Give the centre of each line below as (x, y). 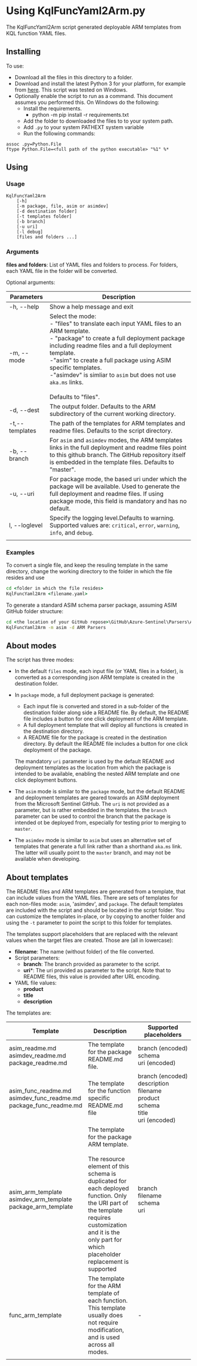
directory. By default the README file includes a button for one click (106, 744)
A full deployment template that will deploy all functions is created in (106, 725)
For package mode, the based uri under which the (118, 479)
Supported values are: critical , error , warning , (115, 525)
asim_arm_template (36, 1192)
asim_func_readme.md (40, 1091)
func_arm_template (35, 1316)
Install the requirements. (52, 108)
